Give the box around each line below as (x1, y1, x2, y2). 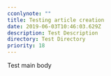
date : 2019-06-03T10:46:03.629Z (7, 23, 101, 30)
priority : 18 (7, 42, 45, 49)
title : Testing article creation (7, 17, 105, 23)
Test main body (7, 61, 52, 69)
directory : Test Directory (7, 36, 86, 43)
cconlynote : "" (7, 10, 52, 17)
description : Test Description (7, 29, 98, 37)
